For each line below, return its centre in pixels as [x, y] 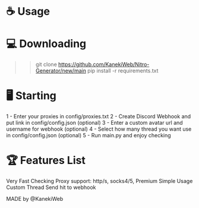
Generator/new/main [61, 71]
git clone [46, 64]
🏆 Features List [46, 160]
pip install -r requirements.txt [123, 71]
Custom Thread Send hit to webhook [51, 187]
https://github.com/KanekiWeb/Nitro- [104, 64]
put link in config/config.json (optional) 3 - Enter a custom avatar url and [94, 123]
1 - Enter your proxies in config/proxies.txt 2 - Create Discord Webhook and [99, 116]
